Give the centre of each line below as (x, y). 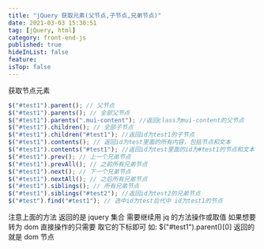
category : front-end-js (47, 38)
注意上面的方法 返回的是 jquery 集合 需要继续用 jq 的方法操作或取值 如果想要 (132, 217)
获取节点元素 (29, 90)
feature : (23, 60)
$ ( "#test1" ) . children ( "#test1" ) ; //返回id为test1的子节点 (102, 135)
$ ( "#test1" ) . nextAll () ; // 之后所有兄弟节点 (78, 179)
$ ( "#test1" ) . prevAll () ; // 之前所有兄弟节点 (78, 164)
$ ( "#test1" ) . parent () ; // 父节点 (61, 105)
